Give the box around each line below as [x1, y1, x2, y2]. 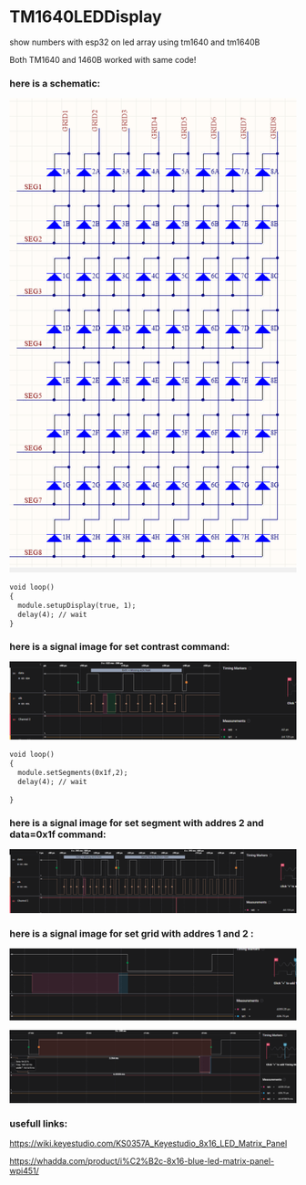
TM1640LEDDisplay [9, 6, 162, 27]
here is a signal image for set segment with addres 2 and [9, 816, 264, 829]
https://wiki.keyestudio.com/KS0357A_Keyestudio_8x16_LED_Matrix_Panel [9, 1138, 288, 1149]
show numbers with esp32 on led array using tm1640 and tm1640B [9, 37, 260, 47]
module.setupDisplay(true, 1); [17, 601, 137, 610]
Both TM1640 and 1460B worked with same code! [9, 54, 197, 65]
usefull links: [9, 1117, 68, 1129]
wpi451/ [9, 1166, 39, 1177]
